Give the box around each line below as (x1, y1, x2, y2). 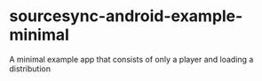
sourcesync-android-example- (9, 6, 243, 26)
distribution (9, 63, 52, 74)
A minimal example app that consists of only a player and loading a (9, 54, 254, 64)
